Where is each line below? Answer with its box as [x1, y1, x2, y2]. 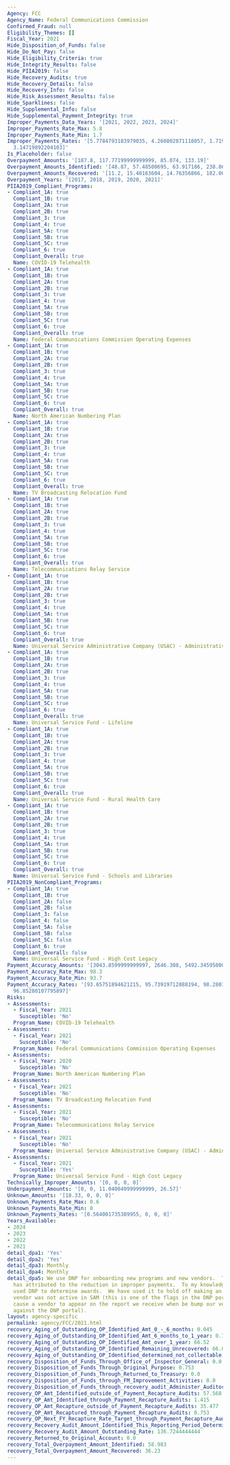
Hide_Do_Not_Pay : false [7, 49, 75, 56]
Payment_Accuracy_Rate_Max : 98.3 [7, 968, 103, 976]
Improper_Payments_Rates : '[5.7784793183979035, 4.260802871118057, [7, 138, 207, 145]
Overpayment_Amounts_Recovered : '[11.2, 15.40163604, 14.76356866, [7, 170, 204, 177]
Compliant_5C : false [13, 936, 72, 943]
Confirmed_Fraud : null [7, 23, 72, 30]
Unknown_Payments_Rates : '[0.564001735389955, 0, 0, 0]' [7, 1211, 173, 1218]
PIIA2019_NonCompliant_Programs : [7, 879, 103, 886]
